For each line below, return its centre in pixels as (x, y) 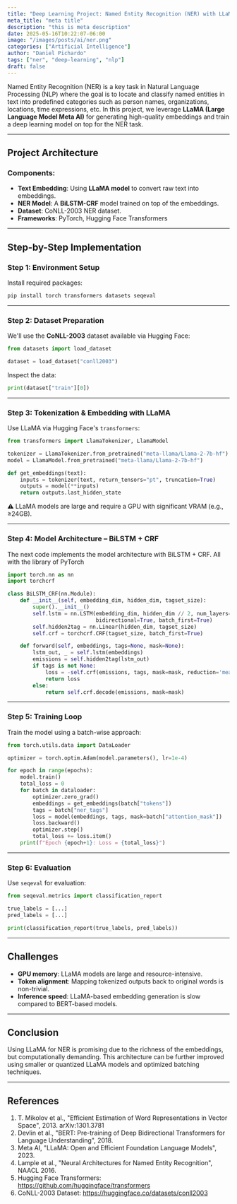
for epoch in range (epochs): (50, 771)
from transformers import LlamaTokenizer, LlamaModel (88, 441)
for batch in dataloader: (58, 791)
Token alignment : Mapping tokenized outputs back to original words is (120, 981)
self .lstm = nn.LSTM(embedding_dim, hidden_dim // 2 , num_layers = (132, 613)
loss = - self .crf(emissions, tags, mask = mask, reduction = (132, 672)
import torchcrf (31, 581)
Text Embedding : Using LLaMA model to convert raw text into (108, 189)
